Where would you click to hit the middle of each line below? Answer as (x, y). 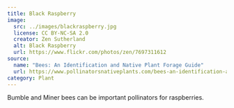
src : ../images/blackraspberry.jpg (65, 26)
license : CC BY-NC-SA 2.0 (51, 33)
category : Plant (31, 78)
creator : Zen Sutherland (49, 39)
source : (18, 59)
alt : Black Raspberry (45, 46)
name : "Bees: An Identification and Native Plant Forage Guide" (109, 65)
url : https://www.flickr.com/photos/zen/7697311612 (90, 53)
